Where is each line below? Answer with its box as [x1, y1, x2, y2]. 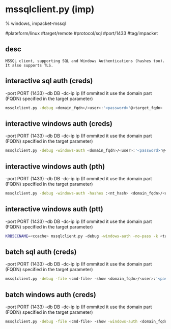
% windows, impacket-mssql [5, 20, 66, 26]
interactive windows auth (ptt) [5, 205, 103, 214]
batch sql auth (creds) [5, 247, 77, 256]
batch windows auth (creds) [5, 290, 97, 299]
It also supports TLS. [5, 62, 53, 68]
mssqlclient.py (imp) [5, 4, 95, 15]
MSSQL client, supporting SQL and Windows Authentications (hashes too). [5, 58, 165, 63]
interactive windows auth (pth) [5, 162, 105, 171]
